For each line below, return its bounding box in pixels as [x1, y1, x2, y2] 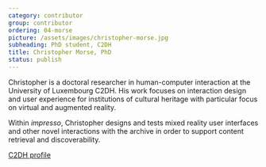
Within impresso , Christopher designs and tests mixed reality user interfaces [8, 118, 259, 127]
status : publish [8, 56, 62, 64]
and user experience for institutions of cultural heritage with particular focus [8, 94, 258, 104]
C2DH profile [8, 150, 52, 159]
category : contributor [8, 11, 83, 20]
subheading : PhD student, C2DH [8, 41, 112, 49]
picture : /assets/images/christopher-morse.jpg [8, 33, 169, 42]
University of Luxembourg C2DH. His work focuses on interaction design [8, 85, 247, 95]
